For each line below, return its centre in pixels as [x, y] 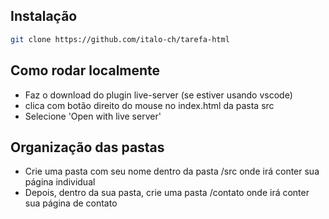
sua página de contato [71, 203]
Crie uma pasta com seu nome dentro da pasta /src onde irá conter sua [172, 171]
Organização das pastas [87, 147]
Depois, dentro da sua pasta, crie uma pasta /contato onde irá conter [167, 193]
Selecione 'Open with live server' [93, 116]
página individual [60, 182]
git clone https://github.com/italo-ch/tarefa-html [120, 39]
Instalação [44, 16]
